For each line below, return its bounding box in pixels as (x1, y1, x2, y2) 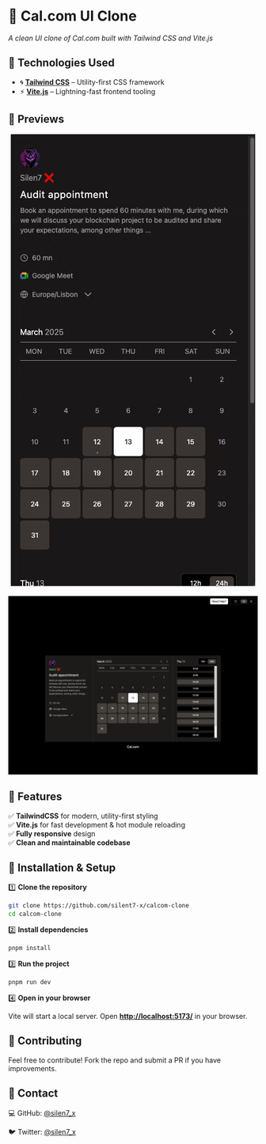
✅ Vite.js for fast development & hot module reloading (8, 820, 186, 829)
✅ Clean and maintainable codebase (8, 838, 131, 847)
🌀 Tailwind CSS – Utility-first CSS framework (19, 77, 165, 86)
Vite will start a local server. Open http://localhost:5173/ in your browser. (8, 1011, 248, 1021)
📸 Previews (8, 112, 65, 126)
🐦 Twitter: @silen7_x (8, 1127, 77, 1136)
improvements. (8, 1063, 57, 1073)
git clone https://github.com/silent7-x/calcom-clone (8, 902, 190, 910)
